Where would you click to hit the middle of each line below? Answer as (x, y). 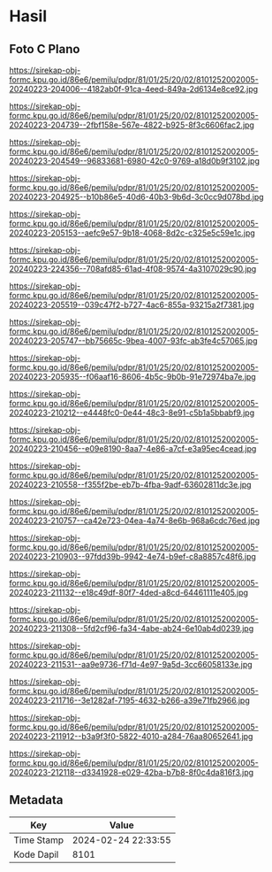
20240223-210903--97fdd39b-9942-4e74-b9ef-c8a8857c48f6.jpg (132, 556)
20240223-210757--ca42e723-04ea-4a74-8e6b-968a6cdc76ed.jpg (135, 521)
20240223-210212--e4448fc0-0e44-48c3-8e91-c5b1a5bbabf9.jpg (132, 413)
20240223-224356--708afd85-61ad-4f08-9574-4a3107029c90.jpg (133, 269)
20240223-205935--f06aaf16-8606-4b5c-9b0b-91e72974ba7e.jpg (132, 377)
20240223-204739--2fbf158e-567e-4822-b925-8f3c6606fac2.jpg (132, 125)
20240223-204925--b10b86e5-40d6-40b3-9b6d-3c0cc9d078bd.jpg (136, 197)
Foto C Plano (45, 49)
